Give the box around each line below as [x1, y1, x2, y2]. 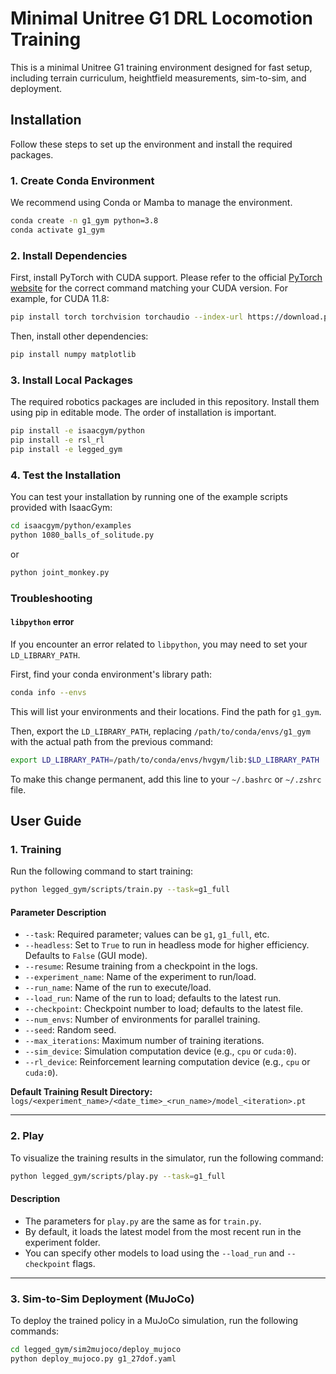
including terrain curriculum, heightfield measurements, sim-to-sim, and [10, 72, 307, 84]
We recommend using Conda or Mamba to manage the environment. [10, 197, 293, 209]
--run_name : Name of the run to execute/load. [24, 982, 212, 994]
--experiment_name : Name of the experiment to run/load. [24, 971, 257, 983]
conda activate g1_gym [10, 225, 105, 235]
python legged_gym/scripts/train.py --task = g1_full [10, 885, 230, 895]
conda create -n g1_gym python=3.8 [10, 216, 159, 226]
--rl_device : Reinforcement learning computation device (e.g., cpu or [24, 1056, 311, 1068]
